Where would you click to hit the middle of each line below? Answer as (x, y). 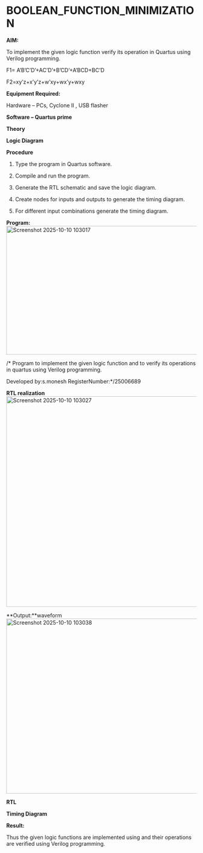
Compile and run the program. (53, 176)
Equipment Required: (33, 93)
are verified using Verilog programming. (56, 843)
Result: (15, 825)
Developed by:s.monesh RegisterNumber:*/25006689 (73, 381)
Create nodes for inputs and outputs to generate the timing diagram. (100, 199)
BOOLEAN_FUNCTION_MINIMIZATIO (100, 11)
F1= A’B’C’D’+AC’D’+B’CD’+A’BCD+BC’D (55, 70)
